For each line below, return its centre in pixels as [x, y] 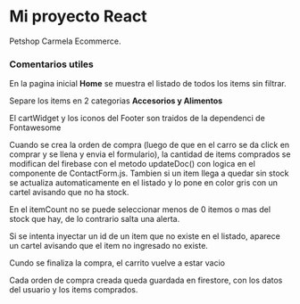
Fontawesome [35, 127]
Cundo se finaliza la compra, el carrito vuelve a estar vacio [117, 263]
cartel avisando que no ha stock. [69, 193]
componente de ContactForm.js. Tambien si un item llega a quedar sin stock [149, 173]
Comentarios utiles [51, 64]
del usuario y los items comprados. [74, 290]
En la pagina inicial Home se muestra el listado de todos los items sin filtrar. [148, 84]
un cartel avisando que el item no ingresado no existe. [108, 246]
